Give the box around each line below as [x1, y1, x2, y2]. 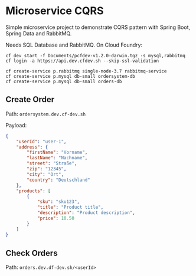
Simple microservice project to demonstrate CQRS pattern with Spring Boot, [5, 24, 191, 31]
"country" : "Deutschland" [27, 177, 91, 183]
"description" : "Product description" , [37, 210, 135, 216]
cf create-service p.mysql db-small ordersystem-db [5, 73, 135, 79]
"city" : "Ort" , [27, 171, 64, 178]
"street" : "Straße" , [27, 160, 77, 166]
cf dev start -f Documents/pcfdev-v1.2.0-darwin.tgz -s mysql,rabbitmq [5, 52, 185, 58]
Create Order [5, 94, 54, 104]
